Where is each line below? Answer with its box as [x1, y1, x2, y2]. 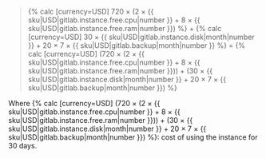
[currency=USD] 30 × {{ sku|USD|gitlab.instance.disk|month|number [27, 32, 255, 41]
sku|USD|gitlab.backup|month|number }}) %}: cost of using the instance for [8, 132, 258, 142]
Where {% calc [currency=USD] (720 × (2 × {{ [8, 99, 161, 108]
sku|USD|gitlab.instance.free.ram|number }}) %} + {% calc [27, 24, 222, 33]
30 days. [8, 141, 38, 150]
